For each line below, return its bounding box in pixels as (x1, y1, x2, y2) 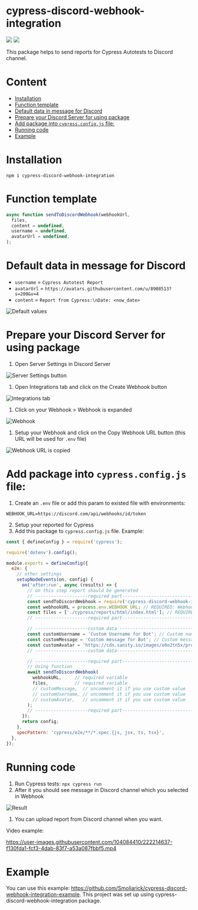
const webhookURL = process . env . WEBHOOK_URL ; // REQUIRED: (27, 604, 176, 610)
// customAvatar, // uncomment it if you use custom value (32, 696, 186, 703)
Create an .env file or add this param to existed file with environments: (14, 499, 186, 506)
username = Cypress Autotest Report (14, 279, 103, 286)
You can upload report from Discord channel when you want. (14, 816, 163, 823)
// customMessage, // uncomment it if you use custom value (32, 686, 186, 692)
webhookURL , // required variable (32, 675, 128, 681)
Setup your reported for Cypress (14, 521, 94, 528)
